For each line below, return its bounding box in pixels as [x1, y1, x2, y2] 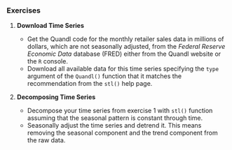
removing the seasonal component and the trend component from [27, 128, 218, 137]
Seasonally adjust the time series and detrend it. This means [27, 121, 202, 130]
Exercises [6, 6, 41, 15]
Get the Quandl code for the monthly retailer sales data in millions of [27, 35, 225, 43]
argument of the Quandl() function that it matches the [27, 72, 182, 80]
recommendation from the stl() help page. [27, 80, 153, 88]
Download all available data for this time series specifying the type [27, 65, 219, 73]
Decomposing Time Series [16, 93, 96, 101]
